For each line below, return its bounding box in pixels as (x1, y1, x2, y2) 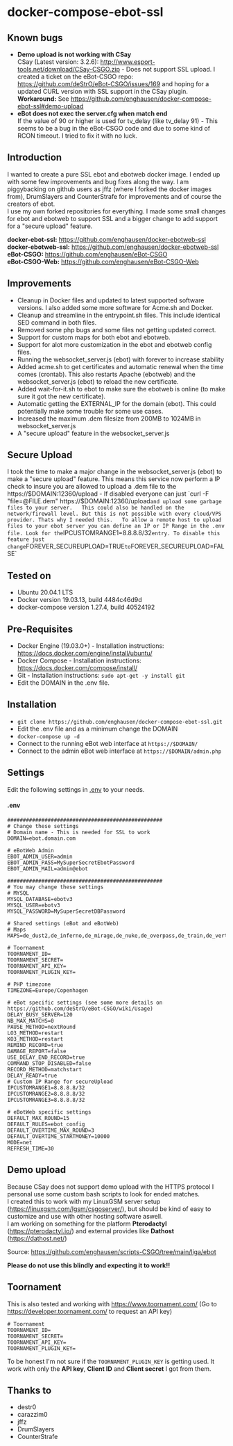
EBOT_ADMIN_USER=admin (7, 853, 73, 860)
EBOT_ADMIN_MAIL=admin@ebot (7, 865, 89, 872)
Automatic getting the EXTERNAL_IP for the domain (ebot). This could (17, 399, 216, 407)
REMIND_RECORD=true (7, 1041, 64, 1048)
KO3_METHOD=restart (7, 1035, 64, 1043)
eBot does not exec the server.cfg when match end (17, 109, 168, 117)
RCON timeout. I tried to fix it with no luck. (17, 131, 138, 140)
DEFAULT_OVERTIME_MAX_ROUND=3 (7, 1127, 95, 1134)
